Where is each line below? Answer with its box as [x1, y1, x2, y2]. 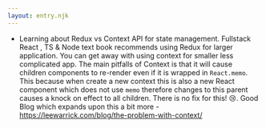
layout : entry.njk [7, 11, 69, 20]
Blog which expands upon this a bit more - [18, 102, 159, 111]
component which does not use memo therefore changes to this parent [18, 85, 248, 94]
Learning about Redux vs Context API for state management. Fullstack [18, 34, 252, 43]
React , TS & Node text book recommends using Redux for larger [18, 42, 233, 52]
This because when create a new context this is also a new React [18, 76, 236, 86]
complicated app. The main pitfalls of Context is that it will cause [18, 59, 233, 69]
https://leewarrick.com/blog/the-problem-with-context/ [18, 110, 203, 120]
